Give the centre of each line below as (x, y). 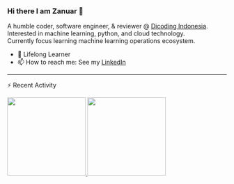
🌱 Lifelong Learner (44, 54)
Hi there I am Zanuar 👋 (45, 11)
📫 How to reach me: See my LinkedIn (72, 62)
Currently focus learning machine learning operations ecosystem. (101, 41)
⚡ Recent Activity (32, 85)
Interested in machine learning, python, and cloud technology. (96, 33)
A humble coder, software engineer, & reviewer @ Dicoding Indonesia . (108, 26)
